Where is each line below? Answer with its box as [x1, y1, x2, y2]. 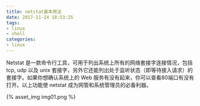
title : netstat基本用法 [6, 8, 61, 15]
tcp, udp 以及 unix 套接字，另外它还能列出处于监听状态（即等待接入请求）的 [6, 66, 193, 73]
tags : [6, 20, 20, 26]
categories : [6, 36, 36, 42]
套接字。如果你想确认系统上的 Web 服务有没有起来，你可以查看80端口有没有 [6, 74, 195, 81]
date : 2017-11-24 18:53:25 [6, 14, 73, 20]
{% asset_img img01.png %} [6, 93, 76, 100]
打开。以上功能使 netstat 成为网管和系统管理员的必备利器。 [6, 81, 152, 88]
